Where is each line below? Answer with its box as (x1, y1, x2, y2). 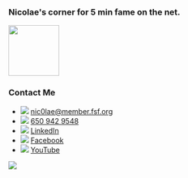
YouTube (30, 145, 61, 155)
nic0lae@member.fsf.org (30, 106, 113, 116)
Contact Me (8, 87, 56, 99)
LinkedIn (30, 125, 59, 135)
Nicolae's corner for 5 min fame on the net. (8, 6, 181, 18)
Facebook (30, 135, 64, 145)
